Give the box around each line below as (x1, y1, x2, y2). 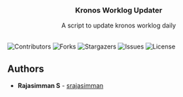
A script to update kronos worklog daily (61, 21, 177, 30)
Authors (7, 63, 45, 75)
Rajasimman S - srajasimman (17, 82, 104, 90)
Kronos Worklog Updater (75, 5, 163, 15)
